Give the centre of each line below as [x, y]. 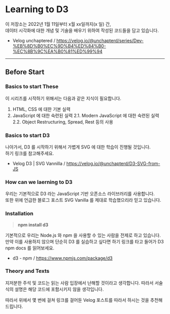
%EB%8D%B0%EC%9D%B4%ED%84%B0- [59, 46]
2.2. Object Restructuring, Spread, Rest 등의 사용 [63, 122]
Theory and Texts [27, 271]
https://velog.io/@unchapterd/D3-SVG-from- [113, 163]
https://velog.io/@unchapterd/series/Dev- [100, 40]
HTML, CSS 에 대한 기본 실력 [41, 109]
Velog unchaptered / [34, 40]
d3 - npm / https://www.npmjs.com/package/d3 [62, 258]
